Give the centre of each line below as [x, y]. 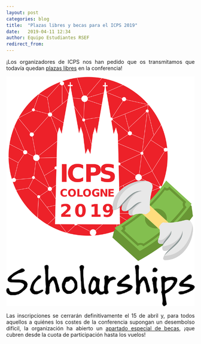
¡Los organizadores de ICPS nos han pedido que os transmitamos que [100, 62]
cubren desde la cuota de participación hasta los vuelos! [76, 334]
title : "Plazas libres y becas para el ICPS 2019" [72, 25]
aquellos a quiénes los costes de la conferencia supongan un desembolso [100, 322]
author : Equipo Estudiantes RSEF [48, 38]
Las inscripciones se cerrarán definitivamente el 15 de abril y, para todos [100, 315]
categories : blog [28, 19]
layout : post [22, 13]
